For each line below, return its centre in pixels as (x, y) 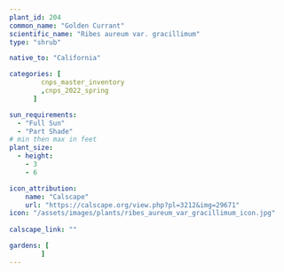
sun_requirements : (43, 115)
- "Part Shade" (45, 131)
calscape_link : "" (43, 230)
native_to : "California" (55, 58)
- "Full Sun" (41, 123)
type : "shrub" (35, 42)
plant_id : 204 (35, 17)
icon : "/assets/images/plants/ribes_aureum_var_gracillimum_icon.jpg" (142, 214)
